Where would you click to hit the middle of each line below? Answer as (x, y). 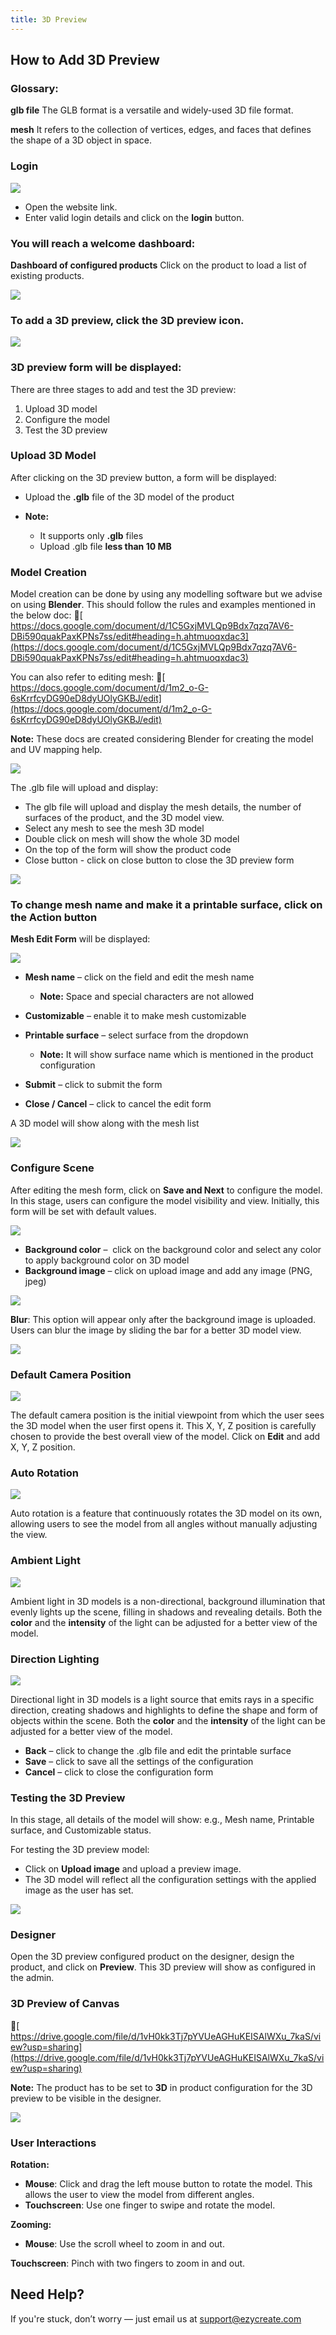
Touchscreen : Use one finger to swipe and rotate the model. (150, 2205)
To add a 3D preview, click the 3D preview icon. (127, 320)
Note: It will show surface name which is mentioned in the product (176, 1055)
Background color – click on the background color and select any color (173, 1249)
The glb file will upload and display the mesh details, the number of (163, 807)
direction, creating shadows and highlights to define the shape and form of (164, 1710)
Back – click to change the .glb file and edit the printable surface (158, 1750)
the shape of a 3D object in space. (81, 140)
